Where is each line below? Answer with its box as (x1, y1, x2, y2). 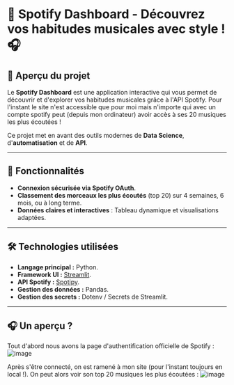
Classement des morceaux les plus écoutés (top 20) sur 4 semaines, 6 (17, 191, 224, 199)
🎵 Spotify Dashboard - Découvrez (7, 6, 205, 22)
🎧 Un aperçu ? (7, 320, 73, 332)
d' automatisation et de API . (7, 139, 88, 147)
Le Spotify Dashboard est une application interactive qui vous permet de (7, 88, 217, 96)
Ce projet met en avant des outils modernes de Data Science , (7, 132, 185, 139)
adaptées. (17, 213, 47, 221)
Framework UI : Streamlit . (17, 270, 92, 278)
